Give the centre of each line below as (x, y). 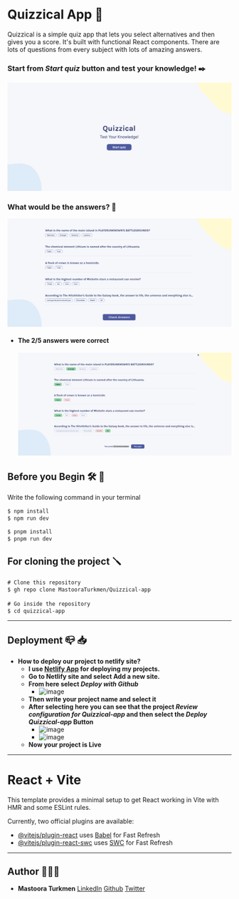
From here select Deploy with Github (83, 684)
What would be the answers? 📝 (62, 207)
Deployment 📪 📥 (47, 641)
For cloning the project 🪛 (64, 561)
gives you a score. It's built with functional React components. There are (113, 41)
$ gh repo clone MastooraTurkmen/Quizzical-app (79, 590)
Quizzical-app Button (61, 721)
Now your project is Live (65, 744)
